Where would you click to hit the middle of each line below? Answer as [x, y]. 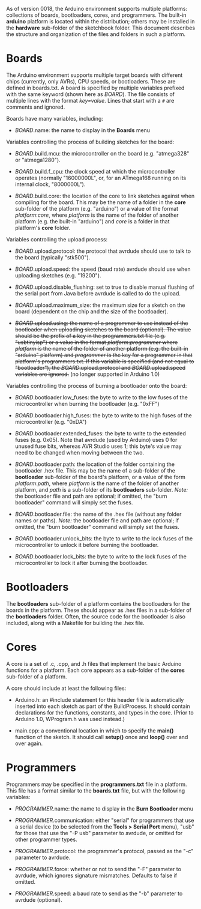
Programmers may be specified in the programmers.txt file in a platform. [97, 784]
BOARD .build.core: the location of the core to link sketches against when [105, 196]
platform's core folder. [43, 228]
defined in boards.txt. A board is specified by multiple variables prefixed [95, 88]
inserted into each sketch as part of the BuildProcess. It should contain [102, 706]
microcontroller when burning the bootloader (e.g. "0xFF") [87, 403]
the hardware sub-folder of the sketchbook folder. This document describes [101, 28]
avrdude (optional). [38, 899]
